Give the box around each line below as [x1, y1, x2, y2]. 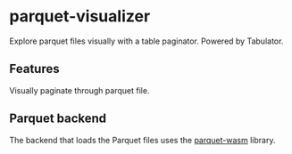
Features [9, 61, 60, 77]
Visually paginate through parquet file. [9, 85, 150, 95]
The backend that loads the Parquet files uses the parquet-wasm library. [9, 134, 276, 145]
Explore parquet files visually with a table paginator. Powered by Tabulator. [9, 36, 284, 46]
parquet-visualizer [9, 6, 151, 27]
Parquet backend [9, 111, 107, 126]
